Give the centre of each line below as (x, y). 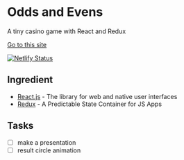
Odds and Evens (55, 12)
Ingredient (30, 80)
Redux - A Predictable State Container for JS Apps (89, 104)
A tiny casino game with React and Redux (67, 31)
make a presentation (47, 142)
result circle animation (49, 150)
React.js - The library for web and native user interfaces (97, 96)
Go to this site (27, 44)
